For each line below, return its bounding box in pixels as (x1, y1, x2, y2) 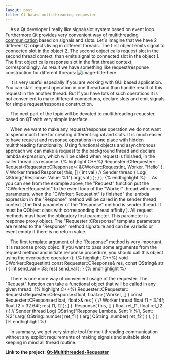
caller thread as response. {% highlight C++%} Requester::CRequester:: (5, 158, 156, 164)
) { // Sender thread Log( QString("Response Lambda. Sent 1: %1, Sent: (5, 308, 153, 314)
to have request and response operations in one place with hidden (5, 137, 144, 143)
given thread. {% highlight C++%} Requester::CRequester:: (5, 286, 129, 292)
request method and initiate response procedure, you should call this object (5, 249, 163, 255)
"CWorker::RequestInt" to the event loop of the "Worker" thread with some (5, 185, 161, 191)
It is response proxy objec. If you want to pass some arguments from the (5, 244, 157, 250)
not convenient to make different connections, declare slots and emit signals (5, 95, 165, 102)
